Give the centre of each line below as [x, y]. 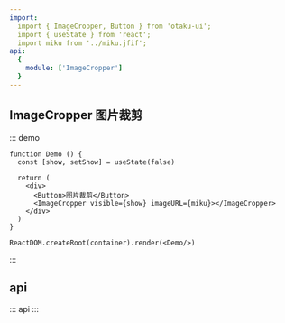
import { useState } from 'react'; [84, 34]
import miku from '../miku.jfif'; [82, 43]
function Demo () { [46, 154]
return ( [34, 178]
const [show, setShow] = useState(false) [97, 162]
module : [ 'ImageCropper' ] [74, 69]
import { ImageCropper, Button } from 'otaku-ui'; [115, 26]
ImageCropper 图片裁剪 [76, 115]
